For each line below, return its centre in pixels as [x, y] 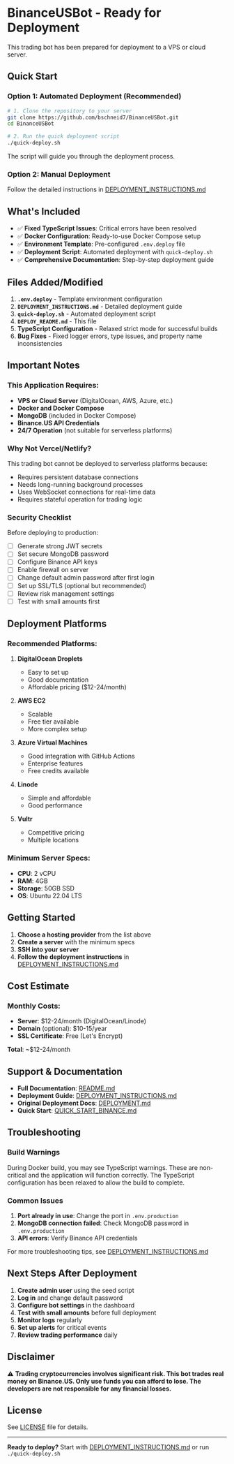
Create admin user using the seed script [76, 1290]
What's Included [44, 211]
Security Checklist [39, 517]
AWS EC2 [31, 701]
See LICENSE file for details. [48, 1427]
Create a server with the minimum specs [76, 942]
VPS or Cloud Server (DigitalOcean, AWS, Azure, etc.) [95, 400]
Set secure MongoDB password [63, 554]
